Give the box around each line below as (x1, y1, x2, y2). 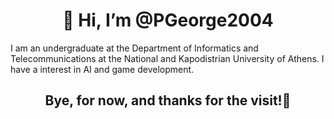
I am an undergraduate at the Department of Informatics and (10, 42, 259, 54)
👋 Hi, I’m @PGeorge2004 (62, 9, 274, 32)
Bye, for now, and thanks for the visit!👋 (44, 92, 292, 109)
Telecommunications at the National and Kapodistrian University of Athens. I (10, 52, 325, 64)
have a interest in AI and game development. (10, 63, 195, 75)
